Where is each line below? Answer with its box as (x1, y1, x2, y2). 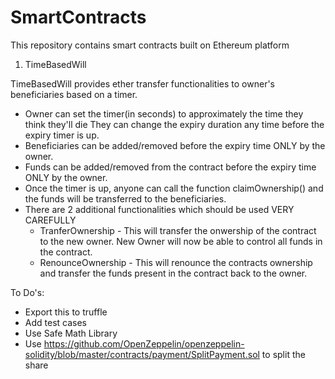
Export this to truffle (24, 306, 108, 318)
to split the (261, 348, 306, 360)
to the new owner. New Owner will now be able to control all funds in (39, 235, 323, 247)
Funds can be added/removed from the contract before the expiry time (24, 161, 317, 173)
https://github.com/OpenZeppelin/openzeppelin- (43, 337, 245, 350)
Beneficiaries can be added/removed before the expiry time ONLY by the (24, 139, 326, 151)
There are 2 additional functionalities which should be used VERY (24, 203, 295, 215)
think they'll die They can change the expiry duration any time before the (24, 118, 325, 130)
